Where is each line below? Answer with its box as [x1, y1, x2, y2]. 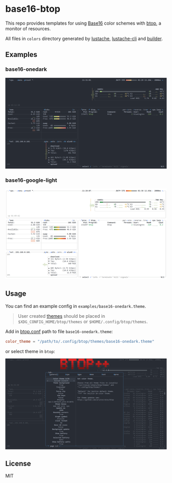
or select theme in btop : [5, 348, 55, 354]
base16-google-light [5, 177, 57, 184]
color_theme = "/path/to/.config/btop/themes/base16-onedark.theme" [5, 339, 155, 344]
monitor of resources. [5, 25, 51, 31]
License [5, 459, 31, 468]
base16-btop [5, 3, 60, 15]
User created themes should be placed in [17, 313, 105, 319]
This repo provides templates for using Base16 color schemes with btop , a [5, 20, 161, 26]
